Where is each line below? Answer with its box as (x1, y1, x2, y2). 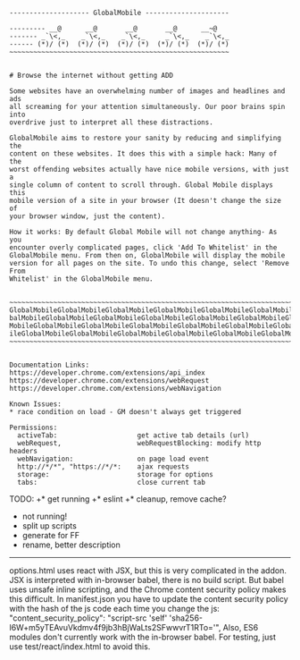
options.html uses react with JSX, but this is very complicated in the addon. (9, 565, 287, 576)
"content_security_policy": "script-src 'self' (9, 613, 168, 623)
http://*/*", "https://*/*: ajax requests (17, 462, 190, 471)
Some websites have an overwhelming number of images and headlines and (9, 87, 286, 96)
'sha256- (169, 613, 204, 623)
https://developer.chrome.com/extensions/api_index (9, 368, 205, 377)
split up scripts (21, 520, 78, 531)
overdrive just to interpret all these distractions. (9, 118, 214, 127)
